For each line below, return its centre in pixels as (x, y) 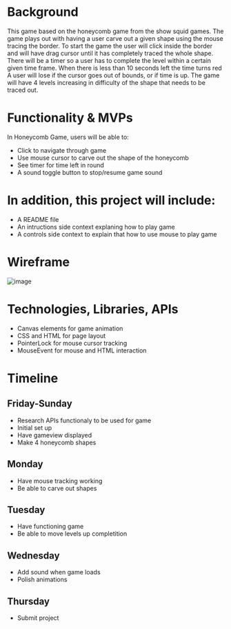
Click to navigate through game (62, 150)
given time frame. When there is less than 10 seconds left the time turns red (114, 68)
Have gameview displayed (54, 435)
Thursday (29, 601)
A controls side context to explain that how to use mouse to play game (117, 234)
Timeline (33, 378)
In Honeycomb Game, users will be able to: (68, 137)
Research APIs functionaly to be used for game (84, 420)
